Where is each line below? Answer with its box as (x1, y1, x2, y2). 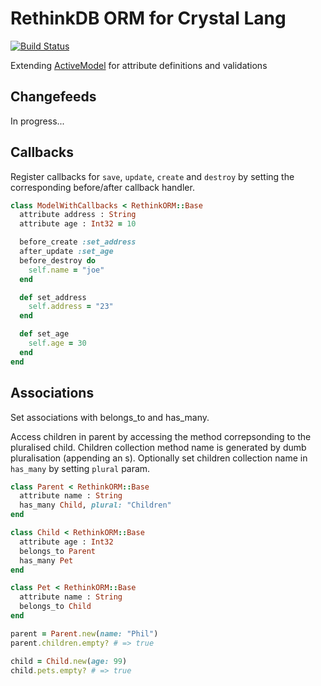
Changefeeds (10, 88, 97, 106)
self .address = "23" (28, 302, 114, 312)
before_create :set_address (19, 237, 137, 247)
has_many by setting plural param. (10, 462, 151, 474)
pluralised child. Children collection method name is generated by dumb (10, 441, 307, 453)
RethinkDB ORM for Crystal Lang (10, 7, 287, 30)
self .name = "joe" (28, 265, 105, 275)
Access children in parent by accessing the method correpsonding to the (10, 430, 312, 442)
